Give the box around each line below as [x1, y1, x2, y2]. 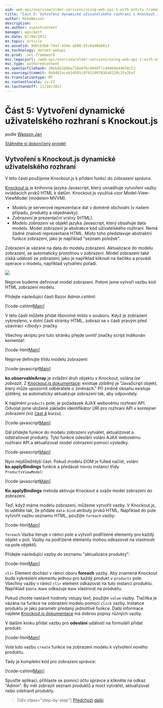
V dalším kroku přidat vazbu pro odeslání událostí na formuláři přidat [5, 620, 143, 626]
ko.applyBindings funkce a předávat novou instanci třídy [5, 464, 119, 470]
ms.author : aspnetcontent [5, 25, 57, 30]
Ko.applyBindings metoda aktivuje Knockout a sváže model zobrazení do [5, 488, 153, 494]
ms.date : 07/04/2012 [5, 35, 47, 39]
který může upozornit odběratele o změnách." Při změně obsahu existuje [5, 385, 151, 392]
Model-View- [123, 190, 150, 196]
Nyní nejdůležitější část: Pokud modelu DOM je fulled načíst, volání [5, 458, 138, 465]
